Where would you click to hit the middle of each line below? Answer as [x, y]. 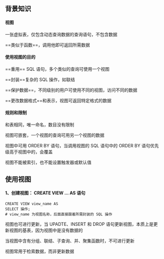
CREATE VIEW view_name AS [32, 204]
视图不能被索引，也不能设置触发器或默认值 [48, 162]
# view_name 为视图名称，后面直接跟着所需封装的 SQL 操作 [59, 214]
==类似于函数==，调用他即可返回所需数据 [48, 45]
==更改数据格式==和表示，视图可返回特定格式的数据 [58, 100]
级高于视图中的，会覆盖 [29, 152]
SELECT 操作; [18, 209]
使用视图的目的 [20, 57]
